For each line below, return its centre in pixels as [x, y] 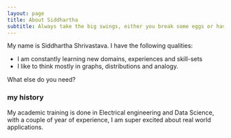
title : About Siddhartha [43, 20]
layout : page [26, 13]
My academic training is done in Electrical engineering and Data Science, [111, 112]
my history [25, 97]
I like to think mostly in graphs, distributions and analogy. [98, 67]
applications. [25, 127]
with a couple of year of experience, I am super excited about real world [109, 119]
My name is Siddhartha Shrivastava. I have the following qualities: [100, 46]
